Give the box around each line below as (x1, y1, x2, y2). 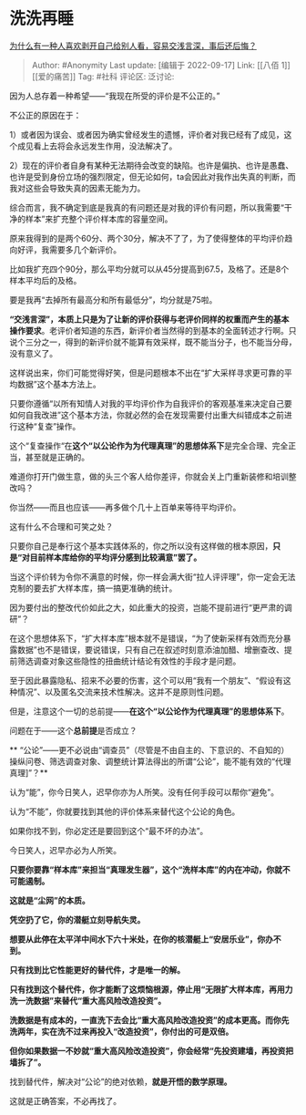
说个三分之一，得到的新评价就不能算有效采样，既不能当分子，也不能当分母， (9, 336, 297, 347)
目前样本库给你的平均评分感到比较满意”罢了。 (29, 552, 202, 563)
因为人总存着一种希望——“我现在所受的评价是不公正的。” (9, 90, 220, 101)
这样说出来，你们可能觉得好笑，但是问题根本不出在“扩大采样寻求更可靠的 (9, 367, 285, 378)
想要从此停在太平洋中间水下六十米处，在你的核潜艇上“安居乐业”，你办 (9, 934, 274, 945)
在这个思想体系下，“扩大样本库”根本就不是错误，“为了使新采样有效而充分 (9, 633, 284, 644)
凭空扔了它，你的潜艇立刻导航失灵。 (9, 914, 146, 925)
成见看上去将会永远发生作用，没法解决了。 (16, 140, 178, 151)
